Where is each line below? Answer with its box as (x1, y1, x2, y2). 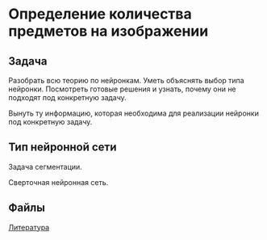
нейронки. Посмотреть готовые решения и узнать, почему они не (8, 84, 236, 94)
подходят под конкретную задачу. (8, 93, 127, 102)
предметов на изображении (8, 22, 209, 40)
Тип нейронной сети (8, 141, 117, 154)
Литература (8, 222, 50, 232)
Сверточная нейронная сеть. (8, 177, 109, 187)
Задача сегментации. (8, 162, 82, 171)
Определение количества (8, 5, 192, 23)
